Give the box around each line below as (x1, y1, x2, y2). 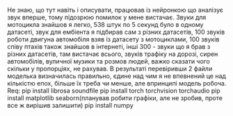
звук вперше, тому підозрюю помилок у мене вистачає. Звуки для (7, 13, 207, 21)
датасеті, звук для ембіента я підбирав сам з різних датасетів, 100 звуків (7, 28, 225, 36)
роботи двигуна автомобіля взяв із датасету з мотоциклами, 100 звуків (7, 35, 220, 43)
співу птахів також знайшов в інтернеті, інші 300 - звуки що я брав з (7, 43, 211, 50)
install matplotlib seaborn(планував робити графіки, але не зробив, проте (7, 94, 223, 102)
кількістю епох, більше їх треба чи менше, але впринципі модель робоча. (7, 79, 227, 87)
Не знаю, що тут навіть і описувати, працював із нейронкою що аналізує (7, 6, 224, 14)
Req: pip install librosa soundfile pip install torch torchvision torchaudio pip (7, 86, 220, 95)
